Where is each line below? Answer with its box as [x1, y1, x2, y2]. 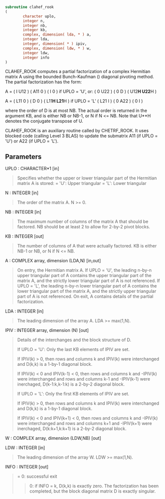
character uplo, [23, 14, 56, 19]
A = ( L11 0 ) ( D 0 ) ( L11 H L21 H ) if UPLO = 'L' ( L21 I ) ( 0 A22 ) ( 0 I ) [5, 98, 143, 104]
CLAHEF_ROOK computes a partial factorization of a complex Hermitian [5, 69, 151, 74]
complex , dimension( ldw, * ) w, [23, 46, 92, 51]
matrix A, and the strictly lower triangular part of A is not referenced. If [17, 278, 160, 284]
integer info [23, 55, 50, 60]
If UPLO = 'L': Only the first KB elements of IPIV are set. [17, 391, 130, 397]
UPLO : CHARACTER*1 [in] [5, 166, 60, 172]
